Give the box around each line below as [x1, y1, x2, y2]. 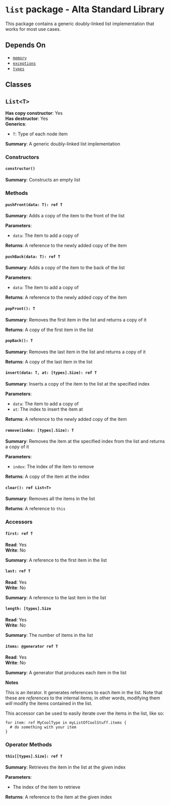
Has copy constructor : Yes [5, 110, 63, 116]
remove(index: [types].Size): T [5, 428, 74, 433]
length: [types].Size [5, 606, 52, 611]
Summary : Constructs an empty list [5, 177, 81, 183]
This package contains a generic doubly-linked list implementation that [5, 21, 155, 27]
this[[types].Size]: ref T [5, 754, 63, 759]
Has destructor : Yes [5, 115, 48, 122]
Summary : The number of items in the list [5, 632, 93, 638]
